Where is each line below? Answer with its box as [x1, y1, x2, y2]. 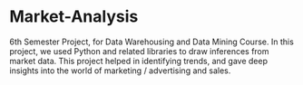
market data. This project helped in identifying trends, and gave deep [9, 55, 268, 66]
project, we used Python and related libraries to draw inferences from [9, 45, 269, 56]
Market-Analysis [9, 6, 139, 27]
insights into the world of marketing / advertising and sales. [9, 65, 231, 76]
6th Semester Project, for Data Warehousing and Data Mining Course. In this [9, 36, 295, 47]
